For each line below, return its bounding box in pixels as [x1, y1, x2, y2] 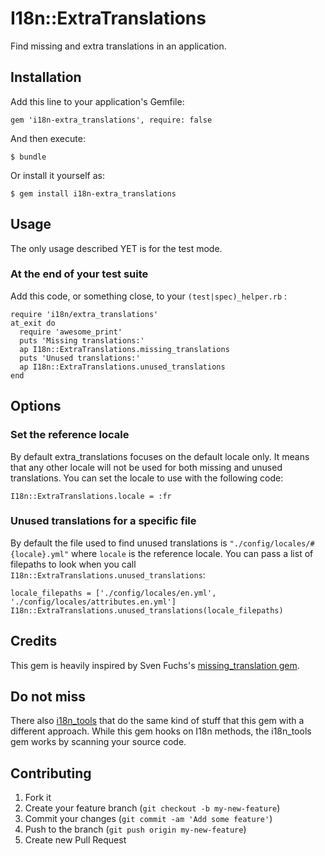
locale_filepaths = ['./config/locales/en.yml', [10, 588, 217, 598]
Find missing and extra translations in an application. [10, 40, 227, 52]
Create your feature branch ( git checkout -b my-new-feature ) [24, 802, 281, 814]
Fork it [24, 792, 52, 804]
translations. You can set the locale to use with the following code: [10, 472, 284, 484]
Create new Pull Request [24, 834, 127, 846]
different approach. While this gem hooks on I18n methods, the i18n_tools [10, 725, 312, 737]
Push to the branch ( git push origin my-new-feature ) [24, 823, 247, 836]
